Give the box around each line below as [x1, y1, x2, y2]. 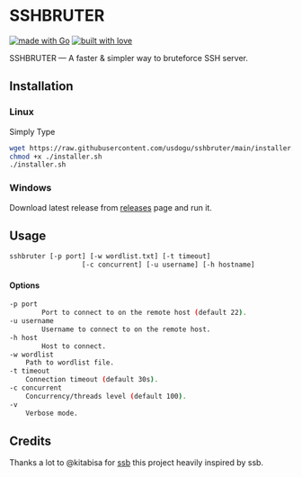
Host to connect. [41, 341, 106, 351]
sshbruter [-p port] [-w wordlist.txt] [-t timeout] [9, 252, 211, 261]
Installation [9, 78, 74, 94]
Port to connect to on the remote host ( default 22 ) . [41, 308, 247, 318]
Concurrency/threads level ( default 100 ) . [25, 391, 187, 400]
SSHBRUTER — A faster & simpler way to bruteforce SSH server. [9, 52, 249, 63]
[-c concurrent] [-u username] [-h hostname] [81, 260, 255, 270]
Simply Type [9, 126, 56, 137]
